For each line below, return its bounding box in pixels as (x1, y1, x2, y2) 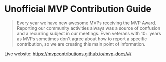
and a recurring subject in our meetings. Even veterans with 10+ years (16, 30, 161, 36)
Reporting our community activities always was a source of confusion (16, 25, 161, 31)
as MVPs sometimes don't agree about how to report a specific (16, 36, 147, 42)
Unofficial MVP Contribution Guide (4, 3, 152, 15)
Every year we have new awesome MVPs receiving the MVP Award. (16, 20, 157, 26)
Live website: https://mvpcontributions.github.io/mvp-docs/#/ (4, 51, 132, 57)
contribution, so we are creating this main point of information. (16, 41, 146, 47)
